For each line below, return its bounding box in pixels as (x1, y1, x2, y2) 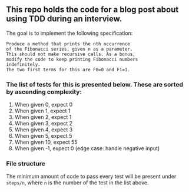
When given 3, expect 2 (14, 120, 72, 127)
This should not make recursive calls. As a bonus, (6, 51, 135, 57)
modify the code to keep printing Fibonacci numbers (6, 56, 138, 62)
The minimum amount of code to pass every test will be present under (6, 173, 177, 180)
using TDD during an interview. (6, 14, 122, 24)
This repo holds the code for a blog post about (6, 5, 179, 15)
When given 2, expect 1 (14, 114, 72, 121)
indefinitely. (6, 61, 41, 67)
